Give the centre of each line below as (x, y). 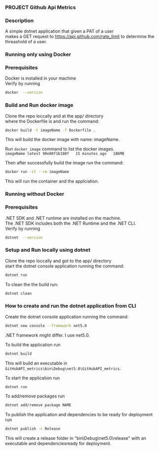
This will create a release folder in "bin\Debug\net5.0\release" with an (76, 438)
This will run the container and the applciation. (52, 181)
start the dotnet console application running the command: (65, 266)
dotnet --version (24, 238)
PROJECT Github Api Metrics (41, 7)
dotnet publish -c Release (33, 429)
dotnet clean (18, 293)
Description (19, 20)
